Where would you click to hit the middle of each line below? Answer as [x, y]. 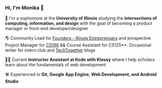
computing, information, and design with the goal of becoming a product [79, 23]
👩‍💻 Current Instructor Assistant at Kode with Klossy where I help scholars [80, 59]
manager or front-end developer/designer [47, 29]
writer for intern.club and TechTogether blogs [50, 50]
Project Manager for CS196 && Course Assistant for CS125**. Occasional [78, 45]
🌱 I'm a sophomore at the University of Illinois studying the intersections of [81, 18]
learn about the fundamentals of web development [56, 65]
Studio [12, 81]
